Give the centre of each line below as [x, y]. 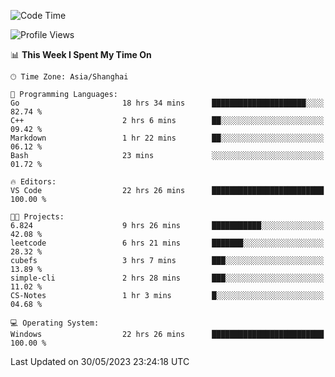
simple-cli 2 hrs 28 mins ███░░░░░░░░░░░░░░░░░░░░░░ [167, 278]
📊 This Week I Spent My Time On [81, 54]
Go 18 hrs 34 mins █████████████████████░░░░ [167, 103]
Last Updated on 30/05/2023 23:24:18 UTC [100, 361]
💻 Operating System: [55, 323]
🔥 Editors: [33, 182]
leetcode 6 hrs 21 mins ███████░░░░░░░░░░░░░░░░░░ [167, 243]
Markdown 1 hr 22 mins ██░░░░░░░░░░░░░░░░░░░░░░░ [167, 138]
